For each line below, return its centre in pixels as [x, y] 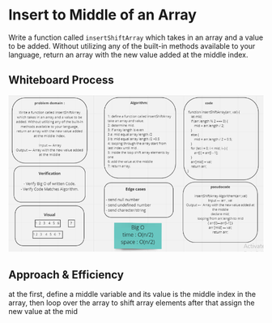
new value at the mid [43, 312]
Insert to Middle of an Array [102, 15]
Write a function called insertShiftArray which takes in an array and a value [136, 37]
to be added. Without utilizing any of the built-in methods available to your [132, 45]
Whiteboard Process [62, 80]
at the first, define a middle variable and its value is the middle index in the [132, 295]
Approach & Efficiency [66, 275]
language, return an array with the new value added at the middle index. [128, 54]
